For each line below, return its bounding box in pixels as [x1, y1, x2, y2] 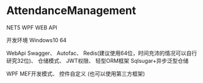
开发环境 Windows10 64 [6, 36, 67, 43]
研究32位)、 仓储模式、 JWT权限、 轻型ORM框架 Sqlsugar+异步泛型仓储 [6, 57, 189, 64]
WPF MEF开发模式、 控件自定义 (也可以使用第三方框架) [6, 70, 146, 77]
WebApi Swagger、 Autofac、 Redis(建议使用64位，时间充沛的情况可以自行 [6, 49, 197, 57]
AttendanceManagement [6, 4, 136, 18]
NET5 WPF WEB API [6, 24, 57, 31]
